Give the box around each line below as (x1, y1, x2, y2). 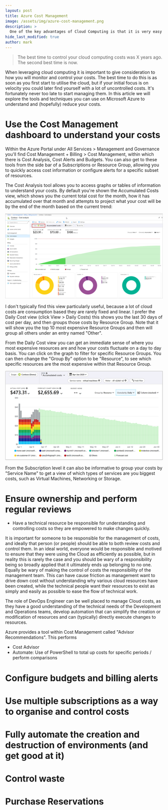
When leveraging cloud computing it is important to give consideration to (5, 69, 155, 75)
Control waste (5, 773, 65, 784)
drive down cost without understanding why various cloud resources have (5, 578, 158, 584)
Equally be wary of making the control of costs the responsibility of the (5, 567, 151, 573)
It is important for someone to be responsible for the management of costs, (5, 535, 160, 541)
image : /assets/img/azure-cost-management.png (5, 19, 104, 24)
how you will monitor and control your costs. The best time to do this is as (5, 74, 157, 80)
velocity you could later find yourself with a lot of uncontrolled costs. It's (5, 85, 154, 91)
